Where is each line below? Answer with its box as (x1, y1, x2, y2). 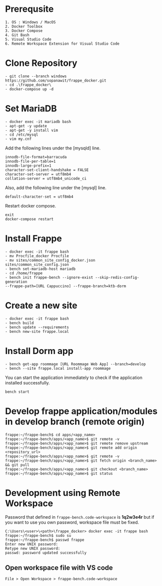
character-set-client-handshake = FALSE (5, 167, 89, 173)
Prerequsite (5, 3, 54, 15)
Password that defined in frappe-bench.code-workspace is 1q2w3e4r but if (5, 514, 155, 520)
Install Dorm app (5, 345, 74, 356)
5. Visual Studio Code (5, 37, 52, 42)
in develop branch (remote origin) (5, 416, 145, 427)
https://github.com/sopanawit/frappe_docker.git (5, 78, 107, 83)
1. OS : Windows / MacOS (5, 20, 56, 25)
